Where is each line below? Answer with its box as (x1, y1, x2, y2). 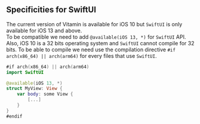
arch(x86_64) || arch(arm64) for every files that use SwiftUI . (6, 52, 157, 59)
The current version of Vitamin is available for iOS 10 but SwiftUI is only (6, 20, 183, 27)
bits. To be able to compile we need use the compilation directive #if (6, 46, 176, 53)
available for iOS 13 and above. (6, 27, 82, 34)
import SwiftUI (6, 69, 44, 75)
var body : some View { (17, 91, 73, 97)
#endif (6, 113, 23, 119)
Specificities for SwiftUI (6, 5, 97, 15)
